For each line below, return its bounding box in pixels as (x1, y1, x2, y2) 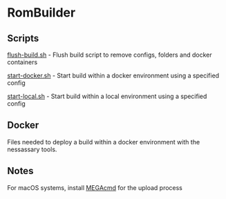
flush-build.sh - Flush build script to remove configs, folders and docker (7, 50, 212, 59)
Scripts (7, 32, 39, 44)
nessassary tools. (7, 145, 57, 153)
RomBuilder (7, 5, 76, 21)
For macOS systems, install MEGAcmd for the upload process (7, 183, 183, 191)
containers (7, 58, 38, 66)
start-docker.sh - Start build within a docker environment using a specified (7, 71, 220, 79)
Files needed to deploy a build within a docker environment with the (7, 138, 200, 146)
